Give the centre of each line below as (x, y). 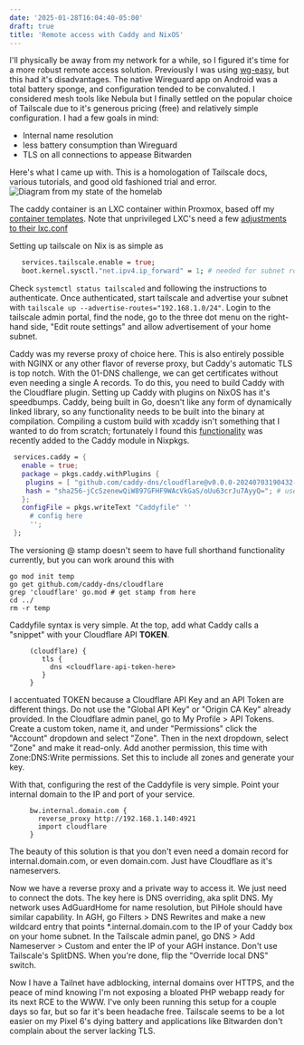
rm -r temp (30, 608)
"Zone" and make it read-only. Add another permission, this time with (138, 747)
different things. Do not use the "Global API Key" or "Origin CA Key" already (150, 709)
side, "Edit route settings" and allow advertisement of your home (151, 327)
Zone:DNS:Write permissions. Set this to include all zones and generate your (152, 757)
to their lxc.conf (38, 228)
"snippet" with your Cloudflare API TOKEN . (90, 634)
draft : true (32, 26)
